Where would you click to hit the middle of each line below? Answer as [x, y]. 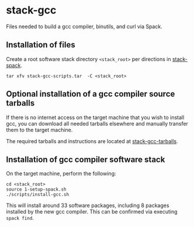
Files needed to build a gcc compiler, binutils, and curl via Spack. [84, 26]
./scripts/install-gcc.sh [37, 195]
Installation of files [41, 45]
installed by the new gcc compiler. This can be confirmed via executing [92, 212]
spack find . [20, 218]
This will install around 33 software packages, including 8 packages [88, 205]
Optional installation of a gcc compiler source [91, 94]
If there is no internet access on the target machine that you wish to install [95, 117]
